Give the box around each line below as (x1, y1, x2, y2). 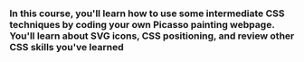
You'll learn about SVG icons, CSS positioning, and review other (9, 30, 295, 42)
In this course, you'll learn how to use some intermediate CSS (9, 7, 285, 20)
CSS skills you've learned (9, 40, 124, 53)
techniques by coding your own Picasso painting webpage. (9, 18, 275, 31)
